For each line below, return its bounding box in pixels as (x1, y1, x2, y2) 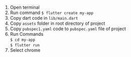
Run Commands (10, 31, 44, 37)
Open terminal (10, 5, 40, 10)
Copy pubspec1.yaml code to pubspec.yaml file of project (10, 26, 126, 32)
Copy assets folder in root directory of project (10, 20, 105, 26)
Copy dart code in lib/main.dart (10, 15, 78, 21)
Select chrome (10, 47, 41, 53)
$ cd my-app (10, 37, 35, 42)
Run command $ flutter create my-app (10, 10, 94, 16)
